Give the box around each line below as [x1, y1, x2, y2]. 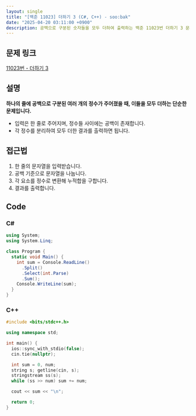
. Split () [21, 264, 43, 271]
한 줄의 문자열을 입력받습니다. [14, 162, 82, 170]
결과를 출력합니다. [14, 184, 55, 191]
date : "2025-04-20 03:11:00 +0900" [6, 19, 93, 25]
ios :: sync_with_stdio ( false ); [11, 346, 85, 352]
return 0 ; [11, 399, 35, 405]
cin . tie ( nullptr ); [11, 351, 57, 357]
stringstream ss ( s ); [11, 373, 61, 379]
